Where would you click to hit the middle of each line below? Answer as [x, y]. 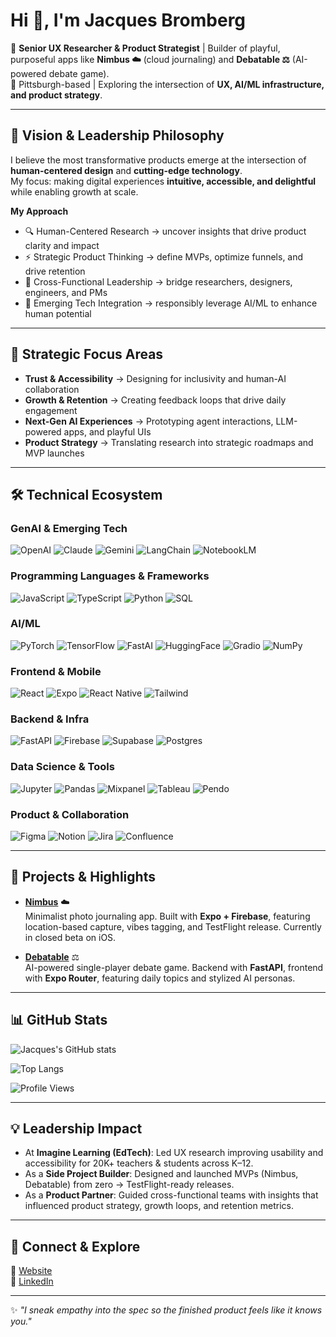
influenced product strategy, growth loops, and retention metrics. [159, 1206]
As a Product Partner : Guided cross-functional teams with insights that [171, 1195]
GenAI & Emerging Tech [69, 528]
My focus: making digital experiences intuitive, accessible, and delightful [163, 181]
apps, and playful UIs [107, 431]
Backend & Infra [50, 719]
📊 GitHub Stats [59, 1020]
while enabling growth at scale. [74, 191]
